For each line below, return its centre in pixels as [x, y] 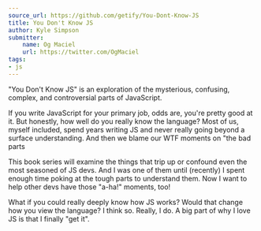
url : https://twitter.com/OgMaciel [81, 52]
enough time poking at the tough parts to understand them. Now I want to [128, 178]
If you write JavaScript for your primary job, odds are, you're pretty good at [130, 113]
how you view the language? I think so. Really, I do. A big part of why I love [129, 211]
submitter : [26, 37]
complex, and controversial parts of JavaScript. [85, 97]
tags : [17, 60]
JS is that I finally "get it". [49, 218]
